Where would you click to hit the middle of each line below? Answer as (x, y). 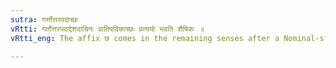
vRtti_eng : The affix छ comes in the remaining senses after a (145, 38)
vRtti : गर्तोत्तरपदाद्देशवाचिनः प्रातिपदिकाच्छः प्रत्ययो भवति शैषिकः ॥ (107, 29)
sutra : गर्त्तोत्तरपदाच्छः (44, 19)
